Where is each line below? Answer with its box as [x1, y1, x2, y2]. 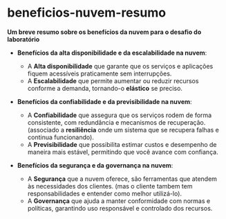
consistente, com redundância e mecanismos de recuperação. [27, 118, 206, 126]
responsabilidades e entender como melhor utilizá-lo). [27, 189, 182, 198]
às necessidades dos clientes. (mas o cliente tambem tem [27, 182, 193, 190]
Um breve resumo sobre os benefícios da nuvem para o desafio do [7, 28, 202, 36]
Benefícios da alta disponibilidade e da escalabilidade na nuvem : [17, 49, 207, 57]
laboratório [7, 35, 40, 43]
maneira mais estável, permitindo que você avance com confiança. [27, 148, 219, 156]
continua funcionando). [27, 133, 95, 141]
